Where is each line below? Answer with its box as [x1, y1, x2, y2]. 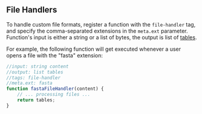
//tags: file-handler [6, 75, 61, 81]
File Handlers [6, 5, 57, 15]
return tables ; [17, 97, 56, 103]
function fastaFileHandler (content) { [6, 86, 104, 92]
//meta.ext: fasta [6, 80, 53, 86]
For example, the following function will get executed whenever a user [6, 45, 181, 52]
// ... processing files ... [17, 92, 91, 98]
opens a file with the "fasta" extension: [6, 51, 103, 59]
